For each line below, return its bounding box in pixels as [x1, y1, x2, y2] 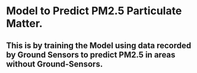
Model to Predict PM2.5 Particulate [6, 4, 182, 18]
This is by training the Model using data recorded [6, 40, 192, 50]
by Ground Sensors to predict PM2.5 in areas [6, 49, 176, 60]
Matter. [6, 17, 43, 30]
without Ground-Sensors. [6, 59, 103, 69]
